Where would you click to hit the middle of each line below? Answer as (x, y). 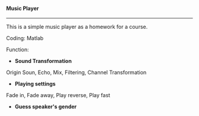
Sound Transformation (43, 61)
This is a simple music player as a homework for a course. (77, 27)
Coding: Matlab (25, 38)
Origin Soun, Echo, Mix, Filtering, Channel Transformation (76, 72)
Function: (18, 49)
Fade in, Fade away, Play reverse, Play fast (58, 95)
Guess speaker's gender (46, 107)
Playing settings (35, 84)
